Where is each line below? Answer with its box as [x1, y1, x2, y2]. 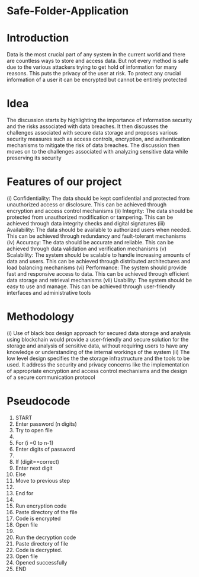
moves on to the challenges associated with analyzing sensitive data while [7, 148, 188, 155]
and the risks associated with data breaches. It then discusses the [7, 123, 168, 130]
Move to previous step [15, 477, 70, 484]
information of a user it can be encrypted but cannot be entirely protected [7, 76, 187, 84]
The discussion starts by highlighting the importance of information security [7, 117, 192, 124]
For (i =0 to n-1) [15, 439, 54, 446]
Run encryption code [15, 502, 67, 509]
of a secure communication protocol [7, 374, 95, 381]
